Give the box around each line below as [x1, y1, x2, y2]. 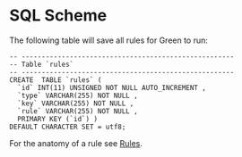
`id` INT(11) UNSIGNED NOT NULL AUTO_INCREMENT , [17, 83, 206, 92]
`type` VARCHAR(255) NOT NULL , [17, 91, 139, 100]
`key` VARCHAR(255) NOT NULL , [17, 99, 134, 108]
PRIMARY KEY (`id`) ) [17, 114, 99, 123]
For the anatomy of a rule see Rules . [9, 137, 143, 148]
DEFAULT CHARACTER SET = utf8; [9, 122, 126, 131]
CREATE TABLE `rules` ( [9, 75, 102, 85]
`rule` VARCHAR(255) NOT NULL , [17, 106, 139, 116]
